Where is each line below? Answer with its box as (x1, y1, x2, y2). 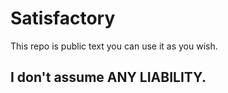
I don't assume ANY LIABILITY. (10, 69, 207, 86)
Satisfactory (10, 7, 116, 30)
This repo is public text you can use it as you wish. (10, 40, 218, 52)
